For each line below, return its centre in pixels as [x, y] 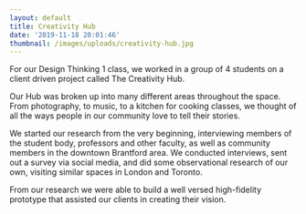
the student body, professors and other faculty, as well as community [140, 143]
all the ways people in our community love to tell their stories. [125, 116]
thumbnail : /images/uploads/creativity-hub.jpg [102, 43]
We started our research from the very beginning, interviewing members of [151, 134]
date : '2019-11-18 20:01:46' [65, 35]
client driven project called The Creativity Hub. [97, 79]
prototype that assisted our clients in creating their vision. [118, 199]
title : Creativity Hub [53, 26]
